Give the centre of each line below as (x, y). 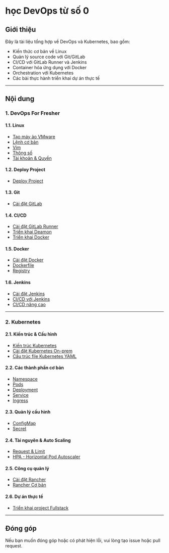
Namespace (25, 379)
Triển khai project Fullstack (40, 508)
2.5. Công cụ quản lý (27, 468)
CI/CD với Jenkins (31, 299)
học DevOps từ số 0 (47, 11)
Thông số (22, 153)
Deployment (25, 390)
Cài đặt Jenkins (29, 294)
